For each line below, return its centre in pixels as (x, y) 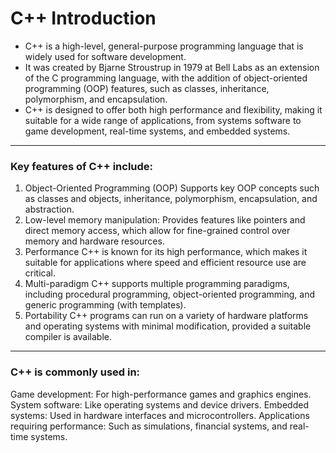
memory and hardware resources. (94, 241)
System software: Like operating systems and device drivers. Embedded (159, 404)
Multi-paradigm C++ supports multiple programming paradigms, (157, 284)
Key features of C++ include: (82, 166)
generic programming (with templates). (105, 305)
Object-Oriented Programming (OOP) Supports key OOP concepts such (172, 188)
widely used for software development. (105, 56)
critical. (40, 273)
